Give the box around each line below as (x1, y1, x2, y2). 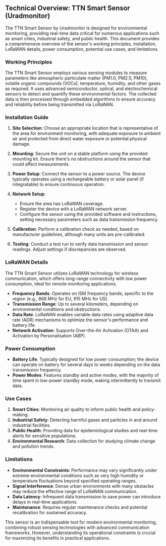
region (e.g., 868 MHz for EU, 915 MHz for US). (12, 295, 109, 301)
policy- (141, 406, 156, 412)
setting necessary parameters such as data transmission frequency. (19, 216, 159, 223)
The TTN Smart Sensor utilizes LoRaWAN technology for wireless (5, 270, 139, 276)
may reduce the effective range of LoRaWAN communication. (12, 488, 138, 494)
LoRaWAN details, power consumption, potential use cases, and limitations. (5, 46, 159, 52)
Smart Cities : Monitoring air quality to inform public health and (12, 406, 141, 412)
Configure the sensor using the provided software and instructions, (19, 211, 157, 217)
